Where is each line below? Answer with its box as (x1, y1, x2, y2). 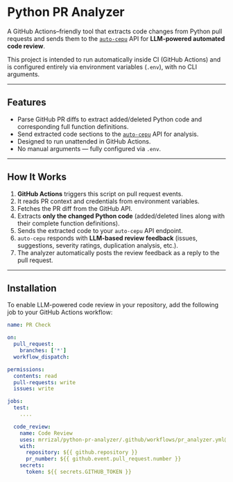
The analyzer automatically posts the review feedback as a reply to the (17, 248, 220, 257)
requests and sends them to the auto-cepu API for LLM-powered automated (7, 34, 225, 42)
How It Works (7, 171, 67, 183)
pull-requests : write (13, 379, 76, 386)
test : (13, 404, 30, 411)
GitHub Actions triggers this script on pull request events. (17, 189, 184, 198)
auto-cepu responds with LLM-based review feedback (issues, (17, 234, 198, 242)
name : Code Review (19, 429, 73, 437)
